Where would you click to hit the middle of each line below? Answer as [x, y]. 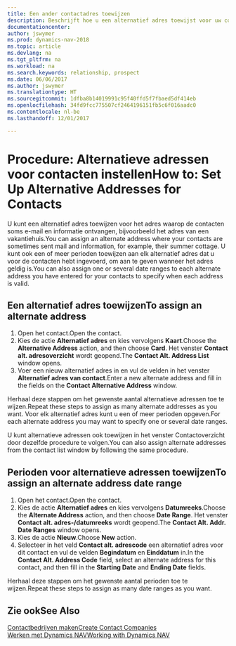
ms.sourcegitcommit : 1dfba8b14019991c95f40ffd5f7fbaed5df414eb [102, 99]
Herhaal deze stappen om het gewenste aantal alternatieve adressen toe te [116, 399]
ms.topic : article [34, 46]
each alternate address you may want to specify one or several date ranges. [118, 422]
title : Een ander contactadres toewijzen [69, 14]
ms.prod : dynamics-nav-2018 [48, 40]
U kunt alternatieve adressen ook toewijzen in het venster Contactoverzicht [116, 435]
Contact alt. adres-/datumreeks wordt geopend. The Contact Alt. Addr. [122, 523]
